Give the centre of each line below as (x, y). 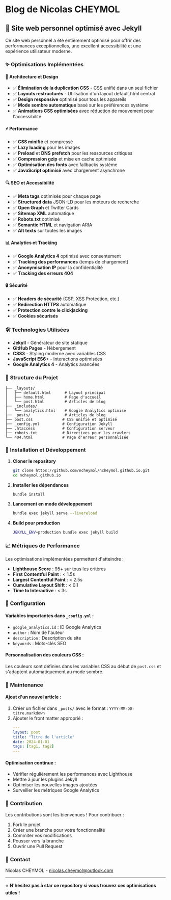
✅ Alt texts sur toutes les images (47, 230)
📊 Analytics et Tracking (31, 243)
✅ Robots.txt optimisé (36, 219)
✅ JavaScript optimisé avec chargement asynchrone (69, 170)
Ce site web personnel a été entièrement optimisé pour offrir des (73, 40)
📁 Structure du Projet (32, 378)
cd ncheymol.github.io (37, 475)
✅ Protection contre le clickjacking (50, 310)
